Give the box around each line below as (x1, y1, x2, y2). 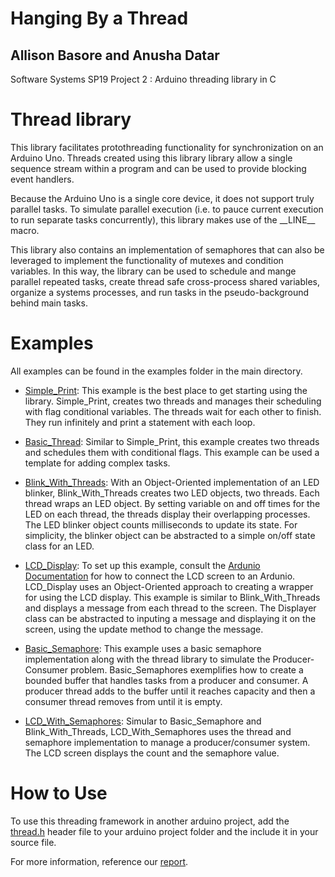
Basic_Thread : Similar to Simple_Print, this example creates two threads (24, 435, 320, 447)
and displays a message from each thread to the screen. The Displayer (24, 602, 317, 614)
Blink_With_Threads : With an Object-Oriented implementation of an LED (24, 476, 320, 488)
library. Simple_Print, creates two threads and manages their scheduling (24, 395, 322, 407)
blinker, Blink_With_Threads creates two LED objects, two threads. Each (24, 487, 320, 499)
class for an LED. (24, 540, 95, 552)
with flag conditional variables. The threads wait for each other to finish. (24, 405, 322, 417)
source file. (10, 836, 57, 848)
